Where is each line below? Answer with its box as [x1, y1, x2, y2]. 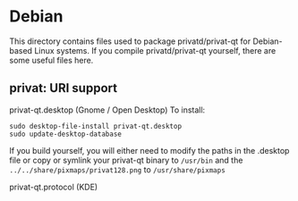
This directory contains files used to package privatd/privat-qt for [9, 36, 251, 46]
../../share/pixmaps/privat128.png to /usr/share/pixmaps [9, 163, 226, 175]
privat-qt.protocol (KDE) [9, 181, 98, 192]
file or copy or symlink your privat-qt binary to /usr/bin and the [9, 155, 243, 165]
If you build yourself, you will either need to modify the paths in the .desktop [9, 145, 290, 155]
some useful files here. [9, 54, 94, 65]
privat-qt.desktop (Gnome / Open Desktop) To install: [9, 105, 206, 115]
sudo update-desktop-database [9, 130, 123, 138]
